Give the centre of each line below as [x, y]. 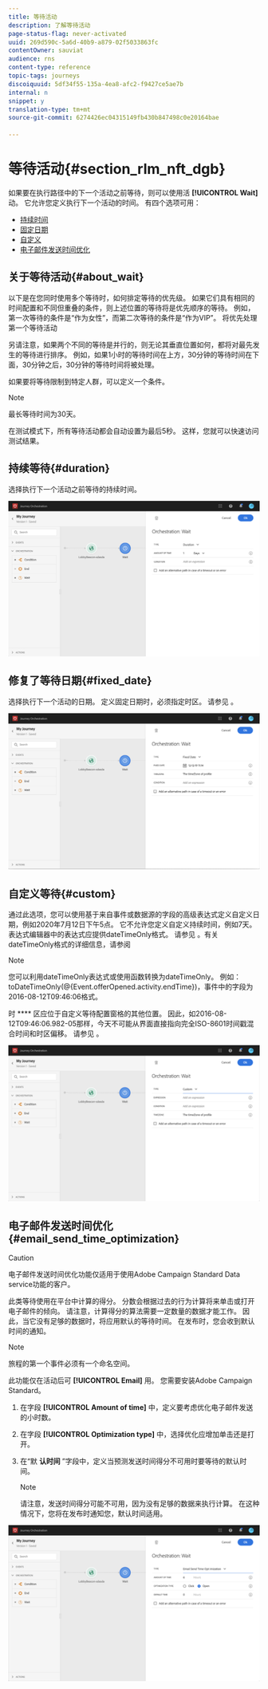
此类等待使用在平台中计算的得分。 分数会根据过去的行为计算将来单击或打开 [132, 1301]
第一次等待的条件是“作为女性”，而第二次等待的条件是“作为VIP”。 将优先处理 [133, 317]
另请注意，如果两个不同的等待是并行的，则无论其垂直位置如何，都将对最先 [130, 344]
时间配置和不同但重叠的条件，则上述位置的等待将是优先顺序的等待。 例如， [132, 308]
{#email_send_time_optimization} [94, 1239]
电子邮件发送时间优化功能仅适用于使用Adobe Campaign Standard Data [124, 1274]
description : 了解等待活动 [49, 25]
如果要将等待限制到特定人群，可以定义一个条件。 [89, 381]
